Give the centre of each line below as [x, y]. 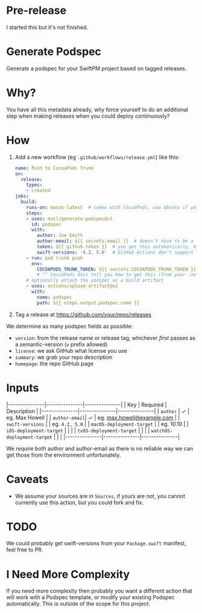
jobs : [22, 196]
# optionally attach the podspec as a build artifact [95, 281]
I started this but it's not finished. [47, 27]
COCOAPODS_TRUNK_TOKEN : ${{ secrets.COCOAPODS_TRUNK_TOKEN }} [117, 269]
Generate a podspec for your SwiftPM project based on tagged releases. [96, 68]
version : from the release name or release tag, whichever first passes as [105, 338]
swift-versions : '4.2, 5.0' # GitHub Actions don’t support [115, 252]
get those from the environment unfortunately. [64, 455]
